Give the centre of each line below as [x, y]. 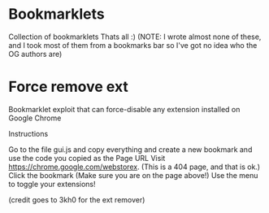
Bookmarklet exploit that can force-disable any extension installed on [124, 109]
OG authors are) [35, 54]
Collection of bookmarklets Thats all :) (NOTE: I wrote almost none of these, [135, 37]
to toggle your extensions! [52, 184]
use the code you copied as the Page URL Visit [87, 158]
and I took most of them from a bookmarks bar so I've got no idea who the [133, 45]
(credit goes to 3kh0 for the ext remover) [77, 199]
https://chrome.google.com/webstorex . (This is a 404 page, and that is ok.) [134, 167]
